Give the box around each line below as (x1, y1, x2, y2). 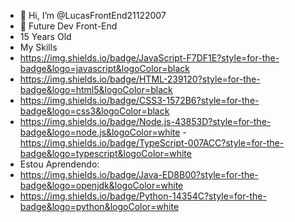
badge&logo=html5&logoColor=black (19, 84, 173, 95)
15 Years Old (19, 31, 72, 42)
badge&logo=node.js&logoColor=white (19, 126, 181, 138)
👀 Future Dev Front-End (19, 20, 118, 32)
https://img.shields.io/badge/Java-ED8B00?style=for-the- (19, 169, 259, 180)
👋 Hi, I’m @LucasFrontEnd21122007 (19, 10, 167, 21)
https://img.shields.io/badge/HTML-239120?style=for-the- (19, 73, 261, 85)
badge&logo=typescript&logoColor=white (19, 148, 192, 159)
